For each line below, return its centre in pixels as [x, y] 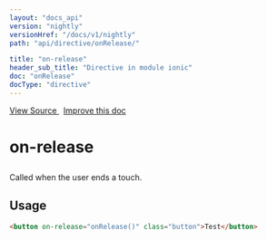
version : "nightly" [46, 26]
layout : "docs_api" [46, 18]
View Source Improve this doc [68, 110]
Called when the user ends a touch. [76, 177]
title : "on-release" [49, 60]
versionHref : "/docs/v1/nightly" [73, 34]
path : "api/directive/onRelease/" [75, 43]
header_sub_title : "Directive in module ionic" [101, 68]
